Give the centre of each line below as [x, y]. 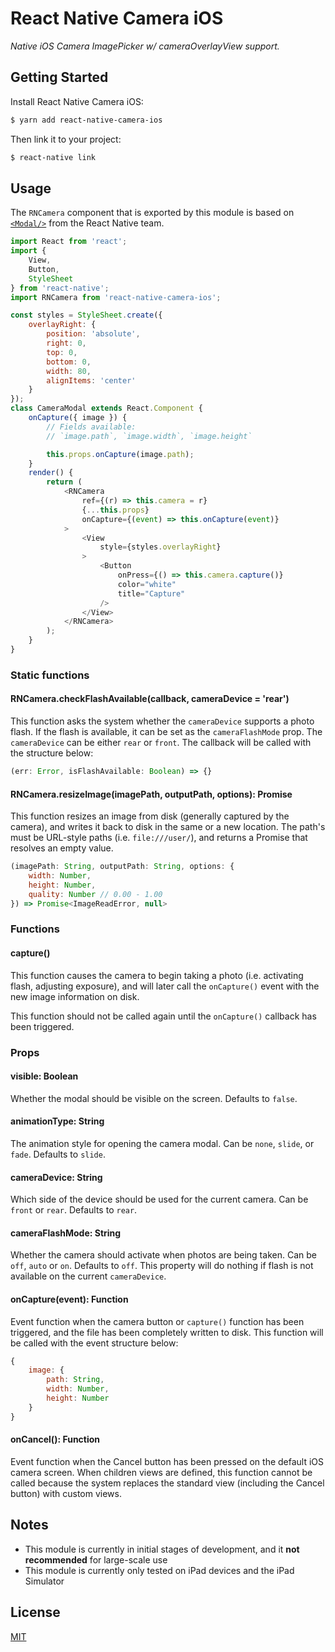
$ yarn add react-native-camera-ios [86, 120]
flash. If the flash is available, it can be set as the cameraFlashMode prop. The [166, 732]
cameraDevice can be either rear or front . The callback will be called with [161, 743]
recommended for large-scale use [96, 1559]
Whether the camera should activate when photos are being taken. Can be [163, 1255]
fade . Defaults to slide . [58, 1154]
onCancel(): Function [55, 1439]
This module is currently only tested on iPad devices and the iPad [159, 1570]
